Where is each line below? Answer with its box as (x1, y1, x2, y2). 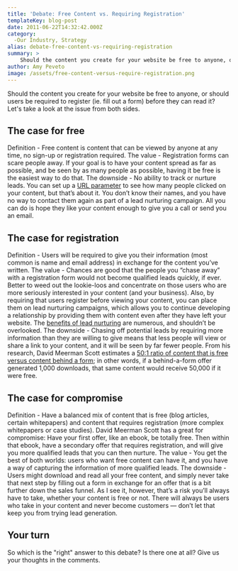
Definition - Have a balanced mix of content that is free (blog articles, (7, 411, 210, 419)
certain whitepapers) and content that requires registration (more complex (7, 418, 225, 426)
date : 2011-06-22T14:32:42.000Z (7, 23, 103, 31)
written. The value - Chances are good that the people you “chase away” (7, 266, 220, 275)
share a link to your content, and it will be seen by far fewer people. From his (7, 341, 231, 350)
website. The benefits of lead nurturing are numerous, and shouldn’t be (7, 318, 216, 327)
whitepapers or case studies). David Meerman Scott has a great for (7, 426, 204, 434)
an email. (7, 211, 34, 220)
